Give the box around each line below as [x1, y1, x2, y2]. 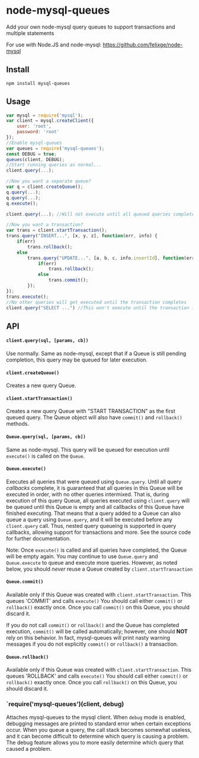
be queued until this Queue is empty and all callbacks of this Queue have [6, 503, 184, 510]
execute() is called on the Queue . [6, 452, 85, 460]
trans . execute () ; [6, 294, 49, 300]
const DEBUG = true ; [6, 151, 57, 157]
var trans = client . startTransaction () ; [6, 227, 108, 234]
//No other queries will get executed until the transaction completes [6, 299, 187, 305]
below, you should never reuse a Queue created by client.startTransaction [6, 565, 193, 573]
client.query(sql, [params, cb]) [6, 338, 89, 344]
